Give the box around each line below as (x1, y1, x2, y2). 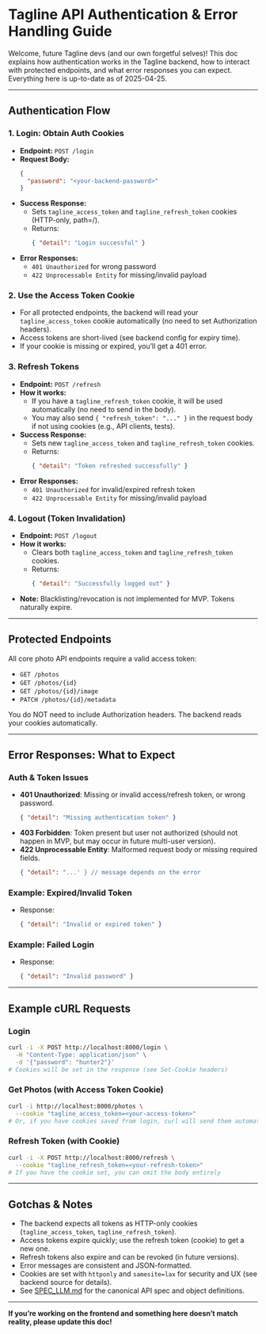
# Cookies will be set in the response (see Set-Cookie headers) (8, 1066, 228, 1074)
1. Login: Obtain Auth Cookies (8, 128, 124, 139)
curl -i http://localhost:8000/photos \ (8, 1102, 144, 1110)
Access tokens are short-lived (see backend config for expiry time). (19, 333, 241, 343)
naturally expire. (19, 602, 73, 612)
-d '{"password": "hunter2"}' (15, 1058, 115, 1066)
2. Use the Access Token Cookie (8, 290, 135, 301)
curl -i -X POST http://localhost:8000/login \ (8, 1044, 169, 1052)
